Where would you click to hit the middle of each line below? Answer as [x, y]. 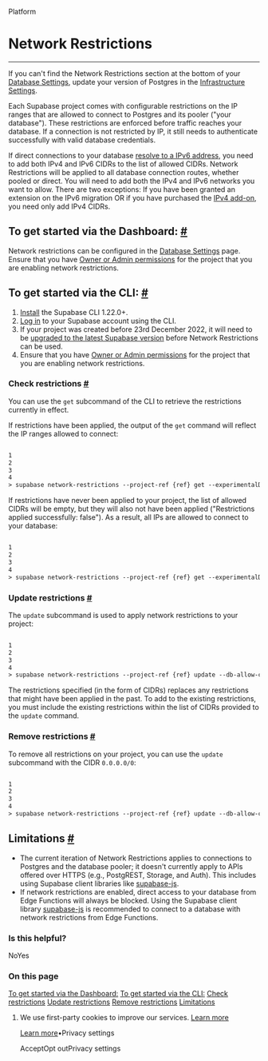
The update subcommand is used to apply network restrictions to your [123, 615]
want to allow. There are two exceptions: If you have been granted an [122, 189]
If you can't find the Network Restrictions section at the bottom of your [124, 73]
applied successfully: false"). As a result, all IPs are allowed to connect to [128, 517]
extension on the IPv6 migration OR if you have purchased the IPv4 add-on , [132, 197]
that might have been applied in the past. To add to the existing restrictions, [132, 699]
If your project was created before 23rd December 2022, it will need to [136, 329]
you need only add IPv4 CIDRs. [59, 206]
